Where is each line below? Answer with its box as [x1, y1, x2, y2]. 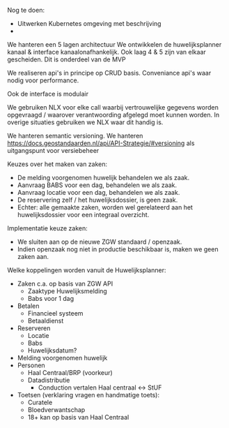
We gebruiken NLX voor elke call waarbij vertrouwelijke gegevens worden [7, 103, 219, 111]
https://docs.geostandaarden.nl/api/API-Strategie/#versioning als [7, 139, 195, 147]
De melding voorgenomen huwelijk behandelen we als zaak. [17, 174, 190, 182]
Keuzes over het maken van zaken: [7, 160, 108, 168]
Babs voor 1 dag [27, 295, 74, 302]
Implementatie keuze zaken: [7, 224, 88, 233]
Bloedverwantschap [27, 406, 86, 414]
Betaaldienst [27, 317, 64, 325]
